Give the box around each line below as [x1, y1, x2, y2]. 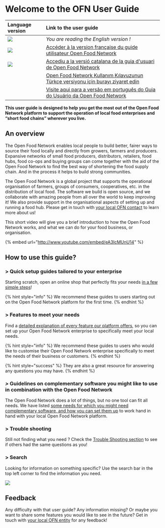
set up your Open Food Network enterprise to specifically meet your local [5, 328, 154, 334]
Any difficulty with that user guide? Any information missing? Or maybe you [5, 507, 158, 513]
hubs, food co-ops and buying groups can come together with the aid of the [5, 158, 160, 164]
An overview [5, 129, 45, 138]
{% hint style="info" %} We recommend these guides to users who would [5, 343, 154, 349]
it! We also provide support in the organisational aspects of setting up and [5, 199, 155, 205]
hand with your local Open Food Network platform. [5, 413, 108, 419]
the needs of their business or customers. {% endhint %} [5, 353, 121, 359]
